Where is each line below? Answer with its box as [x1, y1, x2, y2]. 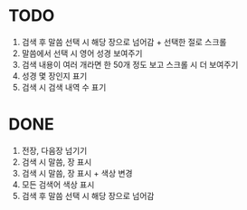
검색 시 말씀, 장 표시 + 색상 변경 [21, 167, 133, 178]
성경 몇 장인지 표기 [21, 70, 88, 81]
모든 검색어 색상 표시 [21, 178, 95, 190]
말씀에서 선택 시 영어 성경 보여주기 [21, 47, 143, 59]
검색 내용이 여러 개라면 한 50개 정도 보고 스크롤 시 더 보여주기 [21, 59, 239, 70]
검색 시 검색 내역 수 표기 [21, 81, 107, 92]
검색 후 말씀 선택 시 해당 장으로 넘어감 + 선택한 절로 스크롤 [21, 36, 227, 47]
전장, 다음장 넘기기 [21, 145, 88, 156]
